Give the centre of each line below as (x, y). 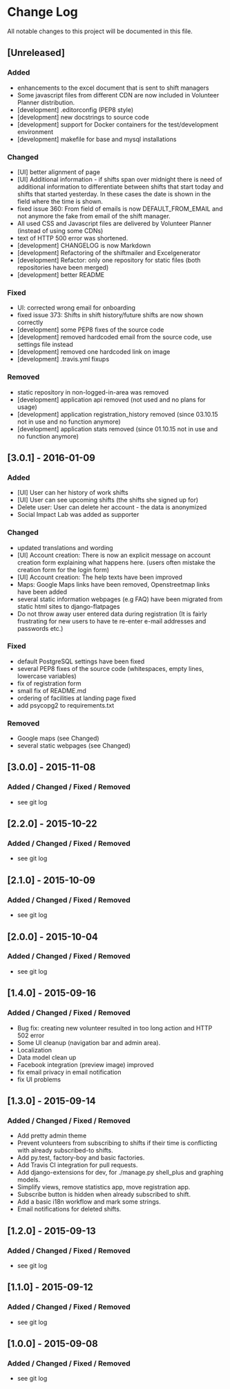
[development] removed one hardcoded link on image (94, 352)
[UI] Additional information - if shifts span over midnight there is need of (119, 179)
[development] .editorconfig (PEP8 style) (75, 110)
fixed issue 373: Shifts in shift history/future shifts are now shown (110, 315)
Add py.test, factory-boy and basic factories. (81, 1157)
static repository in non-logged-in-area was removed (93, 392)
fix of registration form (49, 683)
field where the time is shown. (60, 201)
